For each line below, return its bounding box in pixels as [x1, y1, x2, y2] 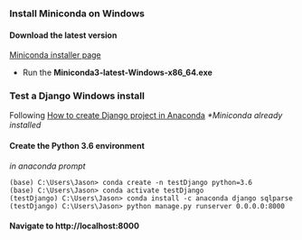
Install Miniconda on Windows [9, 7, 145, 20]
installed [9, 120, 42, 131]
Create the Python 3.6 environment [9, 141, 145, 152]
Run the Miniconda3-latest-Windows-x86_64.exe [22, 67, 212, 78]
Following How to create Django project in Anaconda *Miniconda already [9, 110, 283, 121]
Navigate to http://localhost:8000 [9, 220, 140, 232]
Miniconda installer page [9, 50, 101, 60]
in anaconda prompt [9, 161, 86, 171]
